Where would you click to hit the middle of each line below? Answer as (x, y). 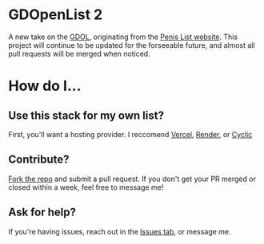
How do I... (45, 86)
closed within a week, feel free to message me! (86, 187)
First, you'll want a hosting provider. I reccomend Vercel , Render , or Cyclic (130, 134)
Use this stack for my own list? (86, 115)
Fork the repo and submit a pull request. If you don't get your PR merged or (132, 179)
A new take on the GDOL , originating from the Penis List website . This (123, 37)
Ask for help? (42, 213)
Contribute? (39, 160)
